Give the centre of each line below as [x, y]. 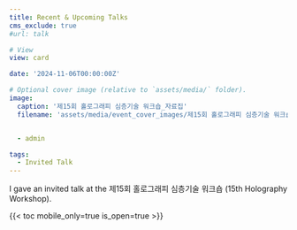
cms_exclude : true [43, 26]
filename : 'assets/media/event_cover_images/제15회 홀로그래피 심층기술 [144, 115]
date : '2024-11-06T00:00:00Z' [65, 74]
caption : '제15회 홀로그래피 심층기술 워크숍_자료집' [103, 106]
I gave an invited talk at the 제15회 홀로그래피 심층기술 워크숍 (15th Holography [148, 189]
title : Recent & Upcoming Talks [69, 17]
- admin [31, 138]
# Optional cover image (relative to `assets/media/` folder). [128, 90]
